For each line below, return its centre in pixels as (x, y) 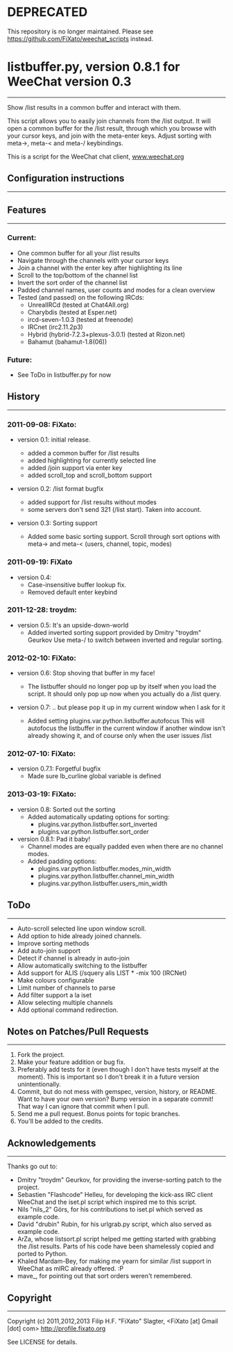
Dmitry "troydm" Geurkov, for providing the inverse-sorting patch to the (119, 1180)
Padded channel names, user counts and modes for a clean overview (116, 290)
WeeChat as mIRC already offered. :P (70, 1269)
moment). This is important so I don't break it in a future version (108, 1077)
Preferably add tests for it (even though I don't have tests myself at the (118, 1070)
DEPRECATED (48, 12)
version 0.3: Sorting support (57, 523)
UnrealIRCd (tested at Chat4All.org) (78, 305)
